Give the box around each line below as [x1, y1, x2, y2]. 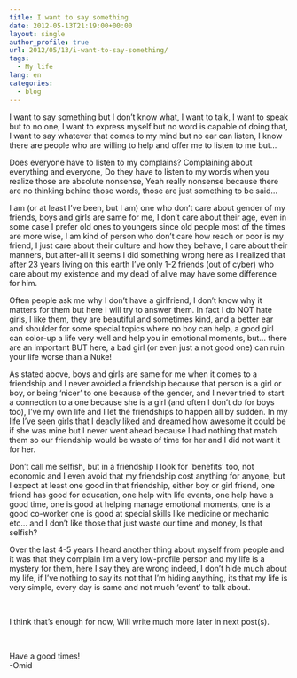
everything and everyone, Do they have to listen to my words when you [9, 166, 270, 177]
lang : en [9, 71, 42, 80]
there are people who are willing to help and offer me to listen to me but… [9, 139, 277, 151]
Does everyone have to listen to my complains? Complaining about [9, 157, 253, 168]
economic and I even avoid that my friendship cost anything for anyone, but [9, 471, 285, 481]
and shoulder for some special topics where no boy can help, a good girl [9, 323, 274, 333]
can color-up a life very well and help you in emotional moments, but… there [9, 332, 288, 343]
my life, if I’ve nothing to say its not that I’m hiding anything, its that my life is [9, 573, 288, 583]
